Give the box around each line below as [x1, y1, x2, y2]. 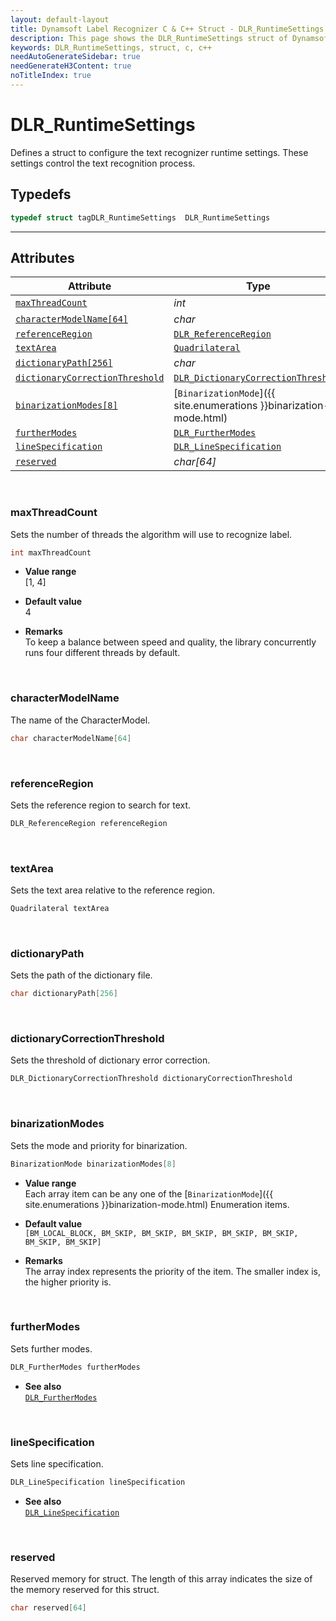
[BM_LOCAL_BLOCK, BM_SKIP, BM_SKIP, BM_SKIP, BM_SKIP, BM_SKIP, [24, 1228, 299, 1238]
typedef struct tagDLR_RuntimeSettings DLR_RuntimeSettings [10, 212, 271, 223]
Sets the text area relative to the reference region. [10, 884, 216, 896]
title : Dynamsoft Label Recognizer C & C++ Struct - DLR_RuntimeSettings [10, 24, 325, 34]
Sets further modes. [10, 1342, 93, 1355]
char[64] [173, 455, 217, 469]
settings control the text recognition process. [10, 157, 196, 169]
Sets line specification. [10, 1457, 104, 1470]
